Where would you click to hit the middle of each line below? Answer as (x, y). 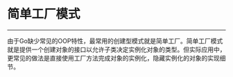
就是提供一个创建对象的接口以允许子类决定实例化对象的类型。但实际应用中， (116, 49)
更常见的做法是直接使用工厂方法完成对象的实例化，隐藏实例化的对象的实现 (113, 58)
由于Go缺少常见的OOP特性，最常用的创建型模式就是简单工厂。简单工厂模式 (115, 41)
